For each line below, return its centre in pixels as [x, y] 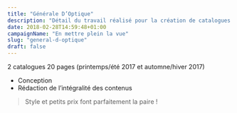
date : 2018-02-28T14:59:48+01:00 [57, 27]
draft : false [27, 47]
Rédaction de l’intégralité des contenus [75, 88]
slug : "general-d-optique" [47, 40]
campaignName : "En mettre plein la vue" [68, 34]
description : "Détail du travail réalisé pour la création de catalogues [119, 20]
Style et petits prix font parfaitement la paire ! [91, 102]
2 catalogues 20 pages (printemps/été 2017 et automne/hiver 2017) [106, 67]
